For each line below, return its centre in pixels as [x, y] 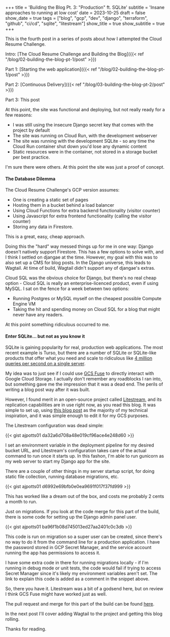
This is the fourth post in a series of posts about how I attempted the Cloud [84, 39]
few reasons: [19, 115]
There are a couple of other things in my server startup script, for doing [80, 471]
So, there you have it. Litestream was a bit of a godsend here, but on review [84, 589]
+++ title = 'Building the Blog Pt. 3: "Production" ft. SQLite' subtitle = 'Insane [85, 7]
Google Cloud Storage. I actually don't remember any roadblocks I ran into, [84, 379]
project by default [31, 130]
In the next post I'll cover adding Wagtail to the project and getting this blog [84, 614]
